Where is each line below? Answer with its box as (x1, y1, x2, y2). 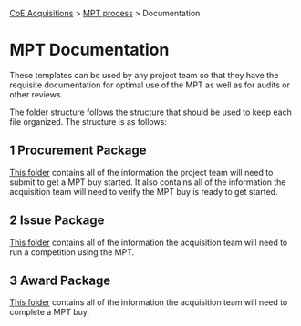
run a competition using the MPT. (9, 246, 135, 258)
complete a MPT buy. (9, 307, 89, 318)
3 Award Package (9, 272, 111, 288)
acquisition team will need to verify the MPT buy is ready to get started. (9, 186, 278, 197)
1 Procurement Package (9, 143, 147, 158)
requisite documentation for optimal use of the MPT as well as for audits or (9, 79, 290, 90)
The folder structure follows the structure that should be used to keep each (9, 107, 292, 117)
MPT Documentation (9, 40, 170, 60)
